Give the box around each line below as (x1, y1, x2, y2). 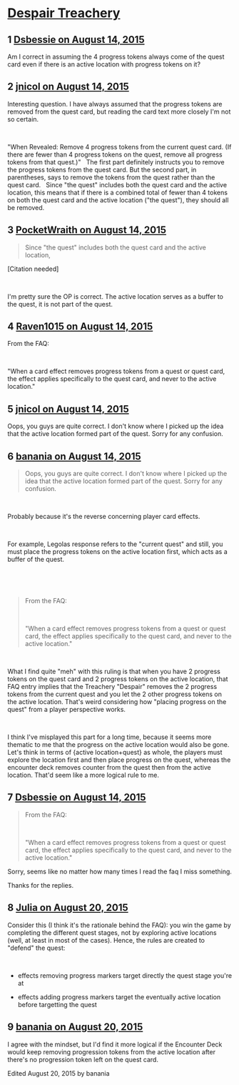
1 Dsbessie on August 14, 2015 (7, 34, 145, 46)
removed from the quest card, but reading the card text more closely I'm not (7, 107, 231, 116)
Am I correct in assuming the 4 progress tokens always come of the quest (7, 52, 225, 61)
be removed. (7, 203, 45, 212)
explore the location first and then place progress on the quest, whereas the (7, 755, 231, 764)
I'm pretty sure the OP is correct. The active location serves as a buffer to (7, 292, 223, 301)
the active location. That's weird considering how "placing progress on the (7, 698, 227, 706)
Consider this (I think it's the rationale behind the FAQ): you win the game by (7, 921, 232, 929)
